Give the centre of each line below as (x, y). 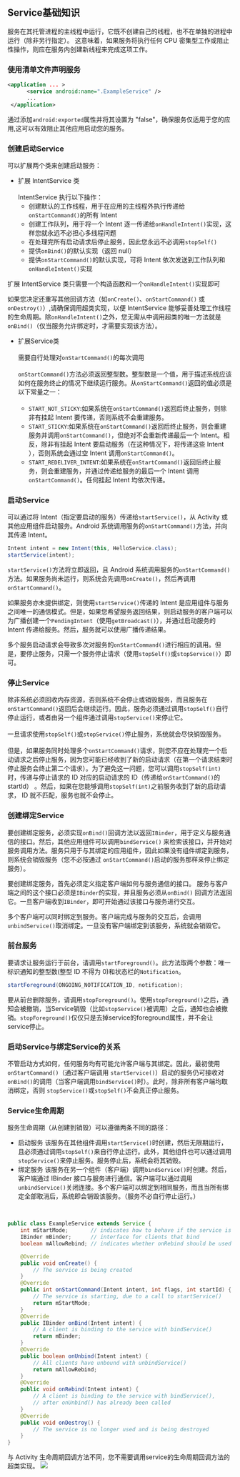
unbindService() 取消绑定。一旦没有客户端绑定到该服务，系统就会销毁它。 (116, 925)
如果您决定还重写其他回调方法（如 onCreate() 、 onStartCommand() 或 (106, 299)
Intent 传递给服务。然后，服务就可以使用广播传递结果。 (89, 629)
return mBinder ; (57, 1336)
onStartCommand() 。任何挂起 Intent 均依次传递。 (99, 479)
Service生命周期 (36, 1110)
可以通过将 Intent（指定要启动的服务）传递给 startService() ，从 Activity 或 (118, 517)
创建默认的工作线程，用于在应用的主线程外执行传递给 (107, 206)
